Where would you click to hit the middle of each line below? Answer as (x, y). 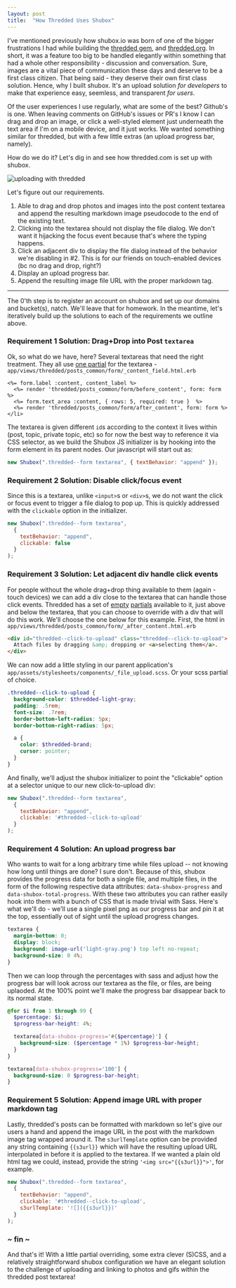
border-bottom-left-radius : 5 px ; (63, 719)
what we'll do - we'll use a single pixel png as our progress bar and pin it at (116, 909)
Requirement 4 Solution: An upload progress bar (92, 848)
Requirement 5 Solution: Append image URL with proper (105, 1100)
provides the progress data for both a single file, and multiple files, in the (112, 879)
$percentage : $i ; (39, 1017)
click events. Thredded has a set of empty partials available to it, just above (117, 604)
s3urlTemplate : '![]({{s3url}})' (69, 1208)
